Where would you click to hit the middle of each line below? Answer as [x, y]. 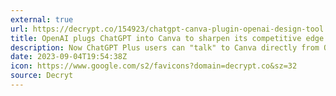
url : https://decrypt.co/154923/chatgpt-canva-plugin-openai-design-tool [167, 29]
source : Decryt [42, 76]
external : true [42, 19]
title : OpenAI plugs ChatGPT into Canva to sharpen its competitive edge [167, 38]
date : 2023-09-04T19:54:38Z [69, 57]
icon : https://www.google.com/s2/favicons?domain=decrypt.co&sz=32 [154, 66]
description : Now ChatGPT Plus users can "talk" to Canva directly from [165, 47]
